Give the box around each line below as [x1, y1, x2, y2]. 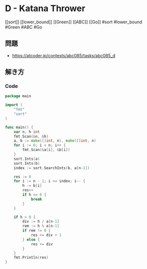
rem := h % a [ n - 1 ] [22, 224, 59, 229]
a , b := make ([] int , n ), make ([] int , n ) [14, 138, 96, 143]
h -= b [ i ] [22, 183, 42, 188]
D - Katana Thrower [5, 3, 86, 14]
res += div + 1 [30, 233, 62, 238]
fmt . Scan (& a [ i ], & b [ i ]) [22, 148, 70, 152]
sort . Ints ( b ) [14, 161, 40, 166]
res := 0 [14, 174, 31, 179]
